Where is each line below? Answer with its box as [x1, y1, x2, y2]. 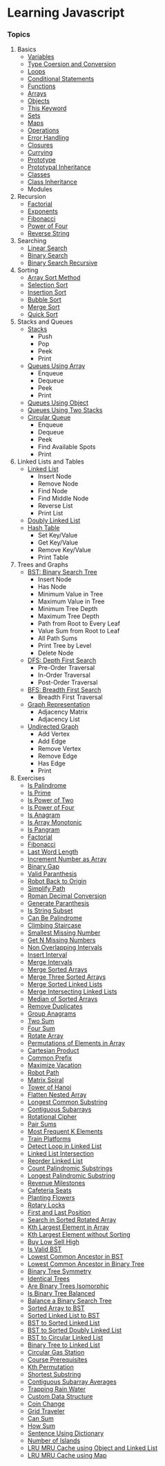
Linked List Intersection [27, 1149, 95, 1158]
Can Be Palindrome [27, 914, 83, 922]
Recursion [17, 193, 46, 201]
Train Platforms [27, 1135, 71, 1143]
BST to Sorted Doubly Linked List [27, 1326, 122, 1334]
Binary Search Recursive [27, 258, 98, 267]
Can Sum [27, 1415, 54, 1423]
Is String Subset [27, 906, 73, 915]
